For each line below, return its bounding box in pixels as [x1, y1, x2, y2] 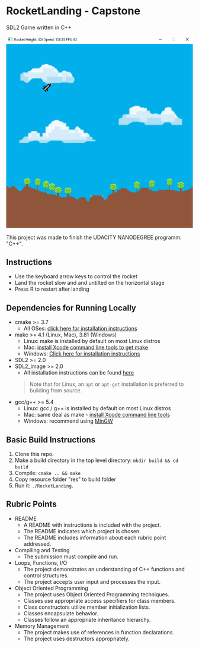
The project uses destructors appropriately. [23, 635, 130, 642]
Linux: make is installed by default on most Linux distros [23, 338, 161, 345]
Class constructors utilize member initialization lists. [23, 603, 150, 611]
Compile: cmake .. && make [14, 470, 81, 477]
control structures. [23, 572, 69, 579]
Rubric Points [6, 499, 57, 509]
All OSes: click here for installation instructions [23, 325, 137, 332]
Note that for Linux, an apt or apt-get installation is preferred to [29, 380, 184, 388]
